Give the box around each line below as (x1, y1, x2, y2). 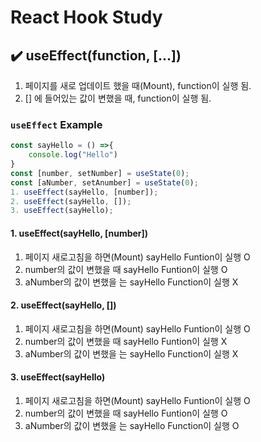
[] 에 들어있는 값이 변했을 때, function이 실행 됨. (24, 92, 212, 104)
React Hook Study (10, 6, 163, 29)
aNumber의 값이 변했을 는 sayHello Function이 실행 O (24, 419, 240, 431)
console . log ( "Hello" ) (28, 150, 118, 160)
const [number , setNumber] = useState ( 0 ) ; (10, 168, 190, 178)
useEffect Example (10, 117, 103, 131)
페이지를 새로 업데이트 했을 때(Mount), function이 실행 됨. (24, 80, 252, 91)
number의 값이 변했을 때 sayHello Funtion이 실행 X (24, 335, 228, 347)
